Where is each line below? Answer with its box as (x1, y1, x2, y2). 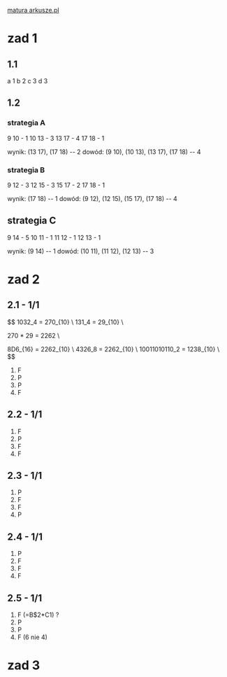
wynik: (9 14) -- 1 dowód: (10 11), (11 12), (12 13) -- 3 (7, 246, 154, 255)
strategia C (7, 215, 57, 227)
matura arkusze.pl (7, 6, 59, 14)
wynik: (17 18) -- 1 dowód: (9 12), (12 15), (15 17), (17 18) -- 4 (7, 194, 178, 202)
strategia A (7, 118, 46, 128)
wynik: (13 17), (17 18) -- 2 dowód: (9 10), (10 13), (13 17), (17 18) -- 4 (7, 147, 201, 156)
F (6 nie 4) (17, 633, 47, 641)
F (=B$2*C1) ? (17, 610, 59, 619)
